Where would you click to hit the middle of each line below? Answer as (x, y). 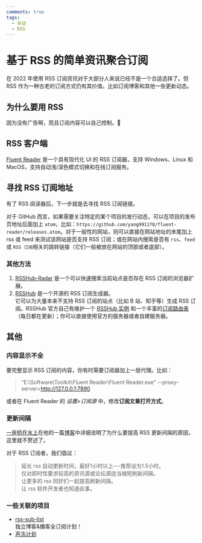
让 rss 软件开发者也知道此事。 (58, 489)
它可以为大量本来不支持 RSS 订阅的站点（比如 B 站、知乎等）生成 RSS (102, 301)
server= (31, 389)
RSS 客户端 (27, 144)
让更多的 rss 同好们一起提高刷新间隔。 (68, 481)
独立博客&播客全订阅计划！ (49, 527)
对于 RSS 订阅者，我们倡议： (42, 453)
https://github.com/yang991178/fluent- (126, 225)
